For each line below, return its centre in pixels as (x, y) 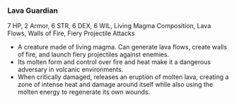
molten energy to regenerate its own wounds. (84, 92)
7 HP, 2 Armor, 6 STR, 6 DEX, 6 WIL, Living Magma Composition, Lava (109, 26)
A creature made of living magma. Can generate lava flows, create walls (122, 47)
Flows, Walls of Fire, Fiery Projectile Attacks (71, 33)
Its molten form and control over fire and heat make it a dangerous (114, 62)
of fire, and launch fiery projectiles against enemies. (93, 54)
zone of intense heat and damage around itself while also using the (115, 85)
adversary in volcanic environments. (70, 70)
